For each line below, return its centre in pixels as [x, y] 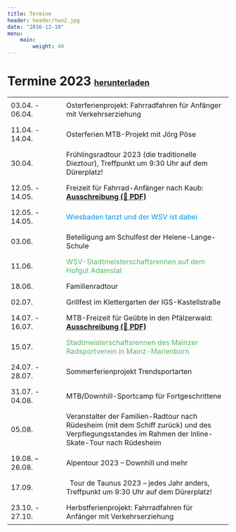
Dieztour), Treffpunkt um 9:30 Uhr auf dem [137, 163]
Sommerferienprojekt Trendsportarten [129, 371]
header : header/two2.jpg [44, 20]
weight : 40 [48, 46]
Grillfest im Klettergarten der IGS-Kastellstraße [144, 301]
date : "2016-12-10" [36, 27]
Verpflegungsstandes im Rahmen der [127, 434]
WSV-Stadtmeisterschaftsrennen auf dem [136, 261]
